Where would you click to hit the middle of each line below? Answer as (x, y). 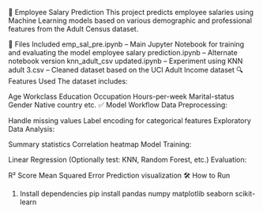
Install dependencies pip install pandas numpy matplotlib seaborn (126, 194)
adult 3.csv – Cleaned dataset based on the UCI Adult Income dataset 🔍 (126, 70)
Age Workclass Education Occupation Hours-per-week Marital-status (121, 96)
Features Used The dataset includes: (68, 81)
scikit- (245, 194)
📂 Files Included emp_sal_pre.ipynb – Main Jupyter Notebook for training (126, 44)
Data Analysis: (32, 129)
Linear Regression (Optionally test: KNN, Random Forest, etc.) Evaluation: (128, 159)
